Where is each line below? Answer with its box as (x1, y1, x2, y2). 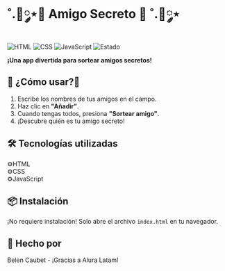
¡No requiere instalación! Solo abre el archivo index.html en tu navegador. (7, 217, 219, 226)
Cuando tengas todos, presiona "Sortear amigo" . (17, 109, 160, 117)
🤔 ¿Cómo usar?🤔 (7, 76, 81, 88)
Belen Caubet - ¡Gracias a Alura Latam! (7, 256, 119, 264)
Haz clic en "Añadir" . (17, 101, 79, 110)
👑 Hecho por (7, 237, 62, 249)
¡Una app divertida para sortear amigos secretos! (7, 56, 153, 64)
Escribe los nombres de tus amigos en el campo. (17, 95, 158, 103)
